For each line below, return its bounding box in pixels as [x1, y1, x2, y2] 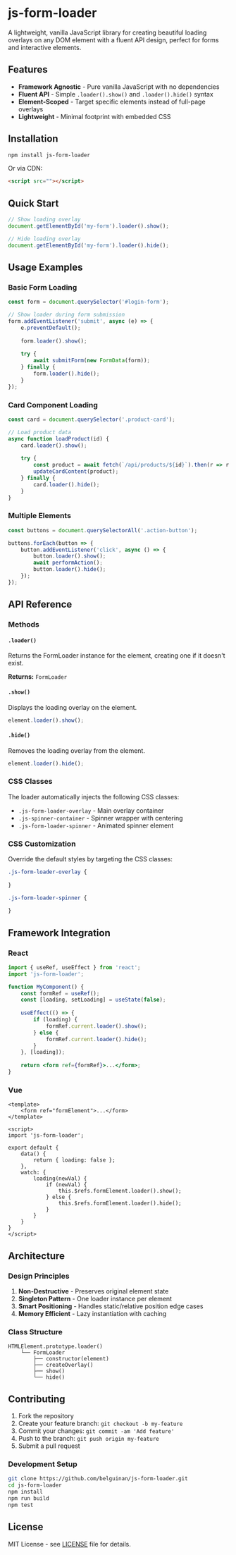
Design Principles [8, 1271, 70, 1281]
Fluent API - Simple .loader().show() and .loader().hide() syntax [18, 90, 213, 98]
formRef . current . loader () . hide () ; [45, 1035, 147, 1043]
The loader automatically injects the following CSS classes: [8, 792, 180, 801]
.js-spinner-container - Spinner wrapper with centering [18, 813, 183, 822]
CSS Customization [8, 839, 76, 849]
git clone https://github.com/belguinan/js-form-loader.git [8, 1475, 189, 1482]
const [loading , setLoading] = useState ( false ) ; [20, 996, 166, 1004]
